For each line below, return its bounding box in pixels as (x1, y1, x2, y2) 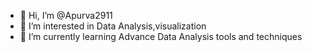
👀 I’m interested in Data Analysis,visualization (19, 20, 207, 32)
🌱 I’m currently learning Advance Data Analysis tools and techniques (19, 31, 303, 42)
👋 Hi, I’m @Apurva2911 (19, 10, 113, 21)
